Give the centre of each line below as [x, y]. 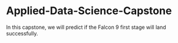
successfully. [22, 33]
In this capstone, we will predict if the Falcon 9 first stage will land [86, 27]
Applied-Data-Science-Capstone [89, 11]
